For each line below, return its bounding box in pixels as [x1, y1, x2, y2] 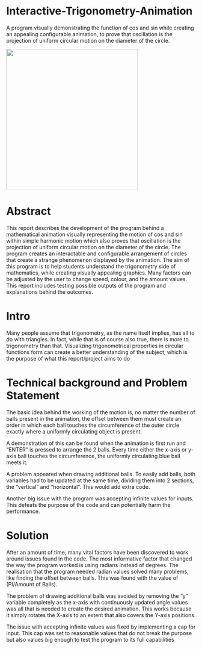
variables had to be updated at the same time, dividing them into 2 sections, [6, 477, 194, 484]
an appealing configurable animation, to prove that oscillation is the [6, 30, 173, 37]
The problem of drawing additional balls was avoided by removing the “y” [6, 592, 188, 600]
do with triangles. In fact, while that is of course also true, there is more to [6, 335, 189, 343]
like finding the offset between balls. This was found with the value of [6, 574, 179, 582]
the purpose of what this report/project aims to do [6, 355, 130, 362]
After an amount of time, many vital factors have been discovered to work [6, 548, 189, 556]
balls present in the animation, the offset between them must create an [6, 415, 182, 422]
